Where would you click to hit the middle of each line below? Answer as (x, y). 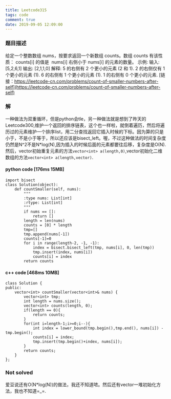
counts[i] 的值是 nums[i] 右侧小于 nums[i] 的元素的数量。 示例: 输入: (87, 62)
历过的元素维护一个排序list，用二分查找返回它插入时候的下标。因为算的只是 (84, 131)
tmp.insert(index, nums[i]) (63, 252)
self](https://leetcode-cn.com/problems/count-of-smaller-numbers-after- (83, 87)
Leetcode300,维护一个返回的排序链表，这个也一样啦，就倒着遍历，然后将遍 (85, 125)
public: (14, 288)
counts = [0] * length (48, 225)
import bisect (20, 180)
